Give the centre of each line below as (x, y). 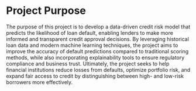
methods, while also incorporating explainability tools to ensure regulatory (95, 57)
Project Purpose (46, 11)
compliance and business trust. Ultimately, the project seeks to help (88, 63)
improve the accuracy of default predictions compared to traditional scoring (97, 51)
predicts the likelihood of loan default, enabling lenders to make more (90, 32)
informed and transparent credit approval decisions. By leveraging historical (97, 39)
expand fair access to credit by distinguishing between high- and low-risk (95, 76)
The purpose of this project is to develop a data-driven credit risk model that (98, 27)
